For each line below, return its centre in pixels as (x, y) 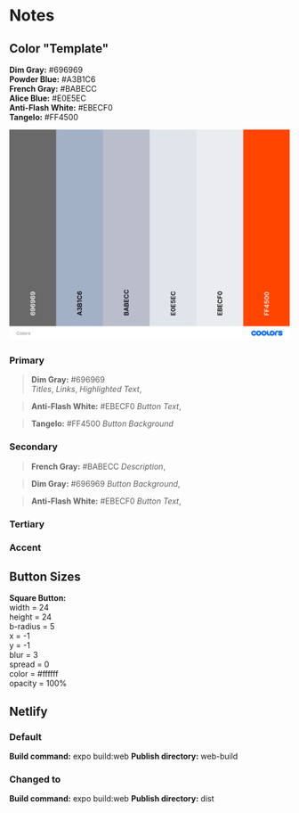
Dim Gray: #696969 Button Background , (105, 483)
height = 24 (30, 617)
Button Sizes (45, 576)
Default (26, 736)
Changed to (35, 779)
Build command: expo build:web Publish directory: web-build (124, 756)
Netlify (28, 711)
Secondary (33, 447)
